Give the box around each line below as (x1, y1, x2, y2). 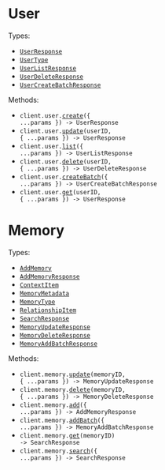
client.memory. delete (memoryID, (19, 385, 126, 393)
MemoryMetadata (19, 289, 70, 297)
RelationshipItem (19, 306, 77, 314)
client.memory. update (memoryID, (19, 370, 126, 378)
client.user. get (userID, (19, 188, 101, 196)
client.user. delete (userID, (19, 157, 112, 166)
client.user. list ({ (19, 142, 84, 150)
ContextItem (19, 281, 59, 289)
